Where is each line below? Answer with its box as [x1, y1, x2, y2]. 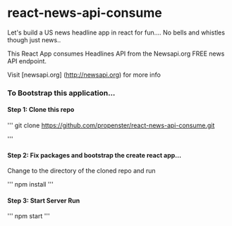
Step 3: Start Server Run [7, 196, 80, 205]
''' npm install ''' [7, 180, 54, 189]
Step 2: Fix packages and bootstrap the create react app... [7, 151, 182, 159]
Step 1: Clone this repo [7, 106, 75, 114]
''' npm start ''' [7, 212, 51, 220]
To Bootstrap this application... [7, 88, 116, 98]
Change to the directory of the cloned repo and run [7, 167, 157, 175]
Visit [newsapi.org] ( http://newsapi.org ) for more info [7, 70, 161, 79]
